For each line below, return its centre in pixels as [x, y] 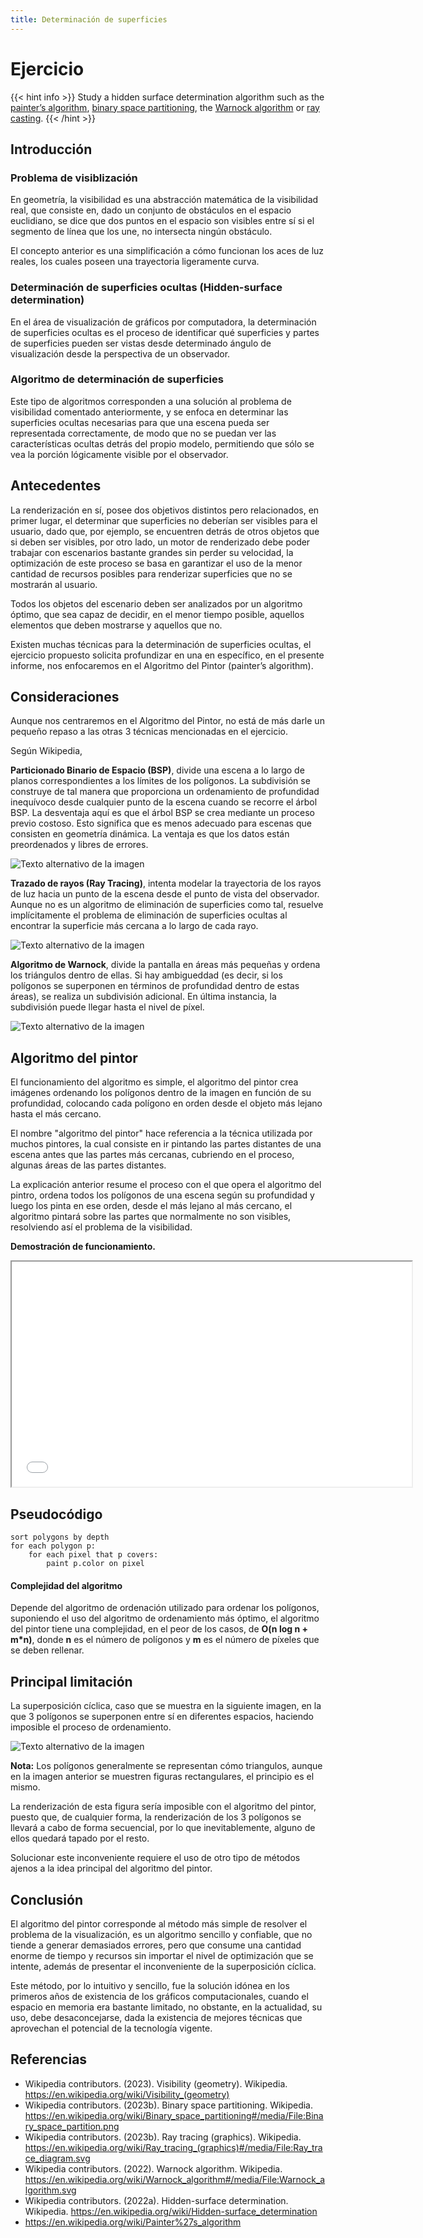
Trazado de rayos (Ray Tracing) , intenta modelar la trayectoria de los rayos [166, 883]
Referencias [49, 2059]
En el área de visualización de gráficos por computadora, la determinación [163, 322]
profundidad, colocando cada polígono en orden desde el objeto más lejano [166, 1103]
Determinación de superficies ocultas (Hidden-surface [146, 288]
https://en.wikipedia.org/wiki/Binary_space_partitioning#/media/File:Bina [174, 2115]
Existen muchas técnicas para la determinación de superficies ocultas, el [161, 644]
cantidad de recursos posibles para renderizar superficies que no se [151, 573]
